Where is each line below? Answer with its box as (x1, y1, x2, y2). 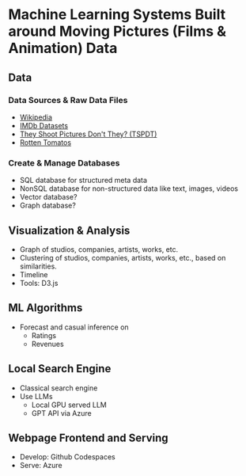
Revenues (31, 339, 65, 348)
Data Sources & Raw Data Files (8, 94, 128, 105)
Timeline (19, 269, 48, 279)
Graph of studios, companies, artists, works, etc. (19, 244, 179, 254)
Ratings (31, 330, 57, 340)
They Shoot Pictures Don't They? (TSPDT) (19, 129, 157, 139)
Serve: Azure (19, 461, 63, 470)
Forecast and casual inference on (19, 322, 129, 332)
